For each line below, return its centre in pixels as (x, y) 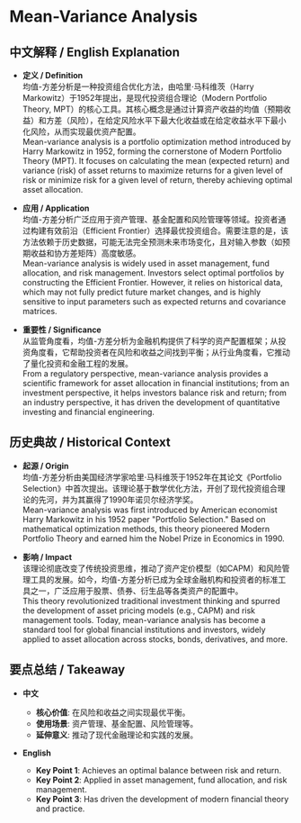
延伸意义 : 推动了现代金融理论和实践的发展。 (117, 735)
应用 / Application (56, 208)
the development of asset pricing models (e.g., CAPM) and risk (139, 610)
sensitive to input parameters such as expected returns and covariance (154, 302)
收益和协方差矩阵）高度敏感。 (85, 253)
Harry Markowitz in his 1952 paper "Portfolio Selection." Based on (144, 519)
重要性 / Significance (62, 330)
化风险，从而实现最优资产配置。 (81, 131)
